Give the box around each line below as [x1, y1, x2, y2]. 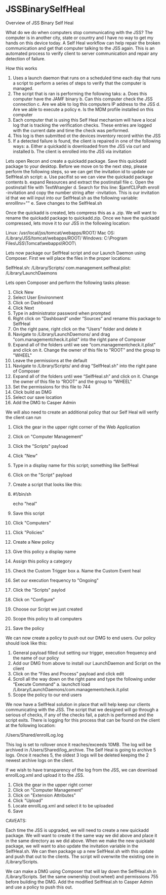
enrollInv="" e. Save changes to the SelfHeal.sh [5, 200, 103, 206]
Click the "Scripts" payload [12, 443, 68, 449]
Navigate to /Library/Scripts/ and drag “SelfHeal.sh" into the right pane [12, 363, 157, 369]
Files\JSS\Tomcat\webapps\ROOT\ [5, 240, 76, 246]
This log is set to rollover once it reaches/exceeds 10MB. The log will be [5, 741, 152, 748]
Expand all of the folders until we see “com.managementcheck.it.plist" [12, 341, 156, 347]
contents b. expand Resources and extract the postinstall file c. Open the [5, 179, 154, 185]
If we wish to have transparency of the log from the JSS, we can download [5, 767, 158, 773]
